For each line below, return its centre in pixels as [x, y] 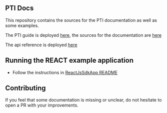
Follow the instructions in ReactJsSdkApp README [65, 72]
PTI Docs [19, 8]
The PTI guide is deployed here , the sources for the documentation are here [83, 35]
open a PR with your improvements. [42, 105]
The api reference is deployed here [41, 45]
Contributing [25, 88]
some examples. [22, 25]
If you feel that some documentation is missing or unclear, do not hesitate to [83, 100]
